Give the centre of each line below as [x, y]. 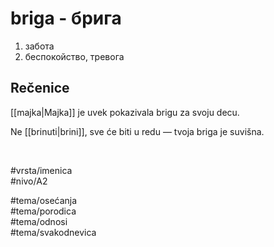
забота [39, 46]
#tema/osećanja [44, 200]
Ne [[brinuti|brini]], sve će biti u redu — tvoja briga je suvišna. [137, 131]
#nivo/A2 [29, 181]
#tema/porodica [43, 211]
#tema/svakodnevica [53, 232]
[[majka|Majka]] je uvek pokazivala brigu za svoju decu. [125, 112]
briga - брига [66, 18]
